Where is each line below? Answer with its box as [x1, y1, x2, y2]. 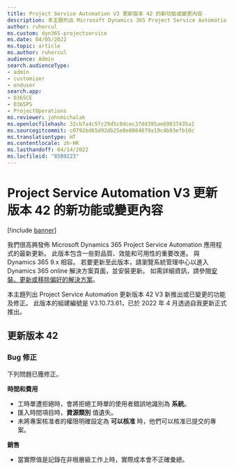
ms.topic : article [7, 43, 61, 50]
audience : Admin [7, 56, 54, 63]
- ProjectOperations [7, 107, 68, 114]
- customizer [7, 75, 45, 82]
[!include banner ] [7, 226, 57, 234]
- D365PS [7, 101, 33, 108]
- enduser [7, 82, 36, 89]
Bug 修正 [7, 353, 37, 363]
